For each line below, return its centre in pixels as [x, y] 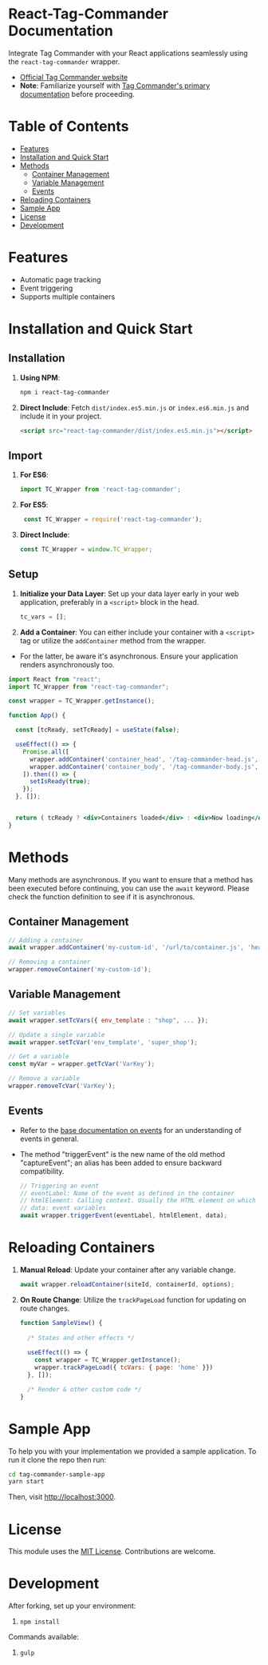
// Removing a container [49, 962]
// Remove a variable [44, 1079]
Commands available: [44, 1637]
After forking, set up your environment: [72, 1606]
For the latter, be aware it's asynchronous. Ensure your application [129, 656]
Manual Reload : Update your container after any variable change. [128, 1270]
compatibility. [42, 1171]
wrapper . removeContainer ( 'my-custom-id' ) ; [80, 970]
